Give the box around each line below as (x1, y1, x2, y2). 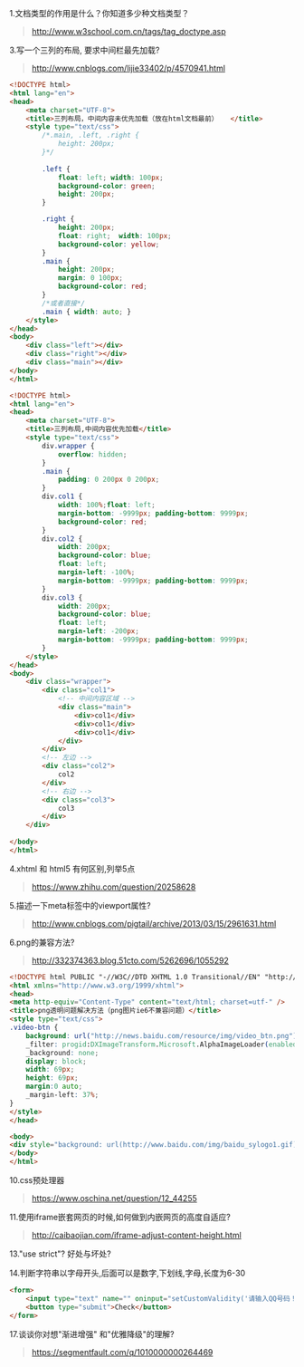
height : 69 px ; (25, 1073, 79, 1083)
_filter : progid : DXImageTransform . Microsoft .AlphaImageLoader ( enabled (25, 1040, 298, 1049)
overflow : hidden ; (57, 449, 128, 459)
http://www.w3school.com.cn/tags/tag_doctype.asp (31, 26, 226, 36)
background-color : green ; (57, 181, 156, 190)
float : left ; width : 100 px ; (57, 173, 165, 182)
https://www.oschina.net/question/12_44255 (31, 1193, 197, 1203)
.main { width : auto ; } (42, 307, 131, 316)
